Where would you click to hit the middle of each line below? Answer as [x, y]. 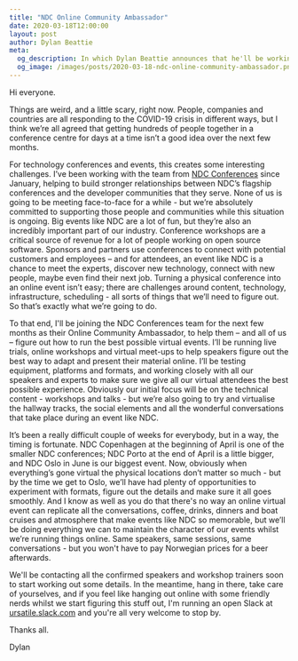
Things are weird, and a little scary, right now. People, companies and [136, 109]
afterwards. [30, 557]
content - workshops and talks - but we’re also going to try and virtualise [142, 398]
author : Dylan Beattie [51, 42]
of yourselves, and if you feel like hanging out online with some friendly [140, 593]
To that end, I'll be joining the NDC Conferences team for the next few [137, 323]
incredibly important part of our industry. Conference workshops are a [137, 230]
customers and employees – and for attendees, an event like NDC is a [136, 259]
